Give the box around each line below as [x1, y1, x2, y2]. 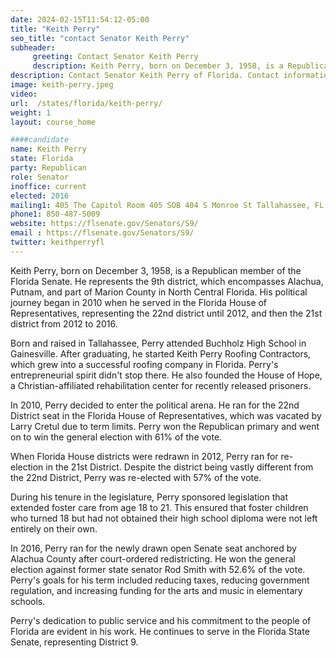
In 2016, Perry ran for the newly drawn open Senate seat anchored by [10, 542, 297, 554]
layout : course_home [10, 117, 97, 127]
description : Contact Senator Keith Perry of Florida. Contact [10, 71, 280, 81]
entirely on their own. [10, 522, 98, 535]
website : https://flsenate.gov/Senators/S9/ [10, 219, 199, 229]
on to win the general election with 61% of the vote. [10, 431, 223, 443]
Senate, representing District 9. [10, 636, 139, 648]
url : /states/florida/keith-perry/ [10, 98, 163, 108]
